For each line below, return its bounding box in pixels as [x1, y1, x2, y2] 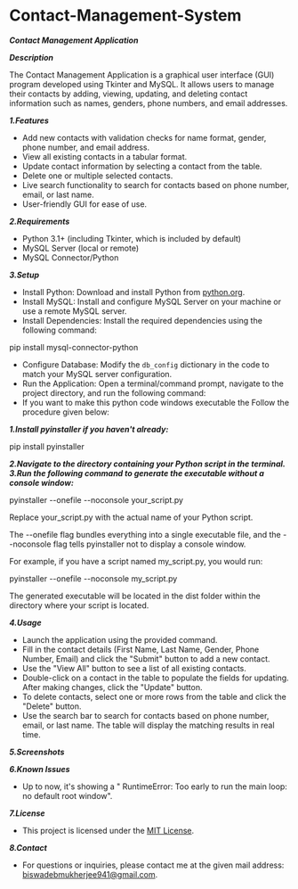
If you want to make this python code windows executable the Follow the [21, 397, 290, 407]
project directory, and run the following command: [21, 387, 206, 398]
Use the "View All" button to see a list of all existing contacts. [21, 663, 246, 673]
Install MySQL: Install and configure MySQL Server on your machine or [21, 296, 282, 307]
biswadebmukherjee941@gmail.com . [21, 868, 158, 879]
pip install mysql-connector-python [9, 342, 139, 352]
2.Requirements [9, 216, 70, 226]
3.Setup [9, 269, 40, 280]
